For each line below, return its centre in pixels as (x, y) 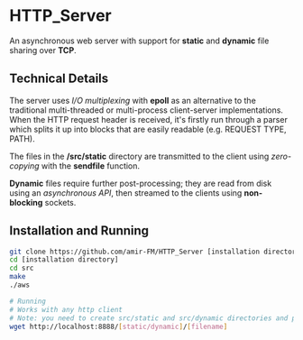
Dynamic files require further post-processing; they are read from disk (141, 183)
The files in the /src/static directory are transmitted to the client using (139, 156)
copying (24, 165)
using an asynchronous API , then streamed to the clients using (126, 193)
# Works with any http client (66, 309)
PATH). (22, 138)
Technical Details (59, 79)
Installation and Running (79, 231)
